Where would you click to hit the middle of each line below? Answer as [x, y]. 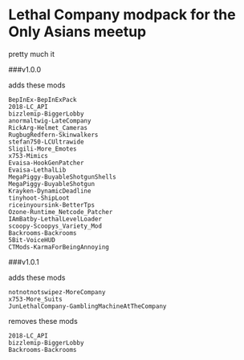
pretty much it [31, 54]
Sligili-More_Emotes [43, 149]
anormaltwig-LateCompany [50, 121]
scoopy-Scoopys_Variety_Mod [55, 226]
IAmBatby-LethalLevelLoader [55, 219]
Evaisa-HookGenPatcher [46, 163]
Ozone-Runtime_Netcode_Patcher [61, 212]
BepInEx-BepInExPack [43, 99]
